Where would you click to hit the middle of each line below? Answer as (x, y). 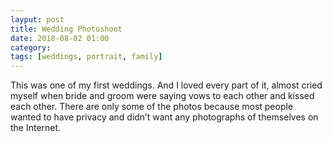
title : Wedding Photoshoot (66, 29)
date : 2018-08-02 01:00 (60, 38)
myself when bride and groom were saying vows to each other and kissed (162, 96)
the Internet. (36, 128)
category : (31, 47)
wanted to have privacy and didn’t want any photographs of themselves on (164, 117)
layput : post (37, 19)
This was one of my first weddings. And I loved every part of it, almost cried (166, 85)
